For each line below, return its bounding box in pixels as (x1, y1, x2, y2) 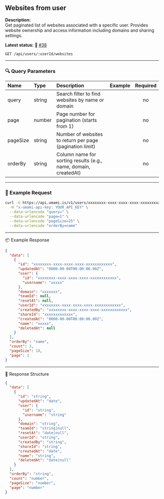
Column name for (56, 151, 96, 158)
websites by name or (56, 96, 104, 103)
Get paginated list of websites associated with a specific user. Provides (5, 22, 148, 28)
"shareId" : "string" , (18, 444, 62, 449)
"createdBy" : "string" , (18, 439, 67, 445)
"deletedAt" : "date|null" (18, 458, 71, 463)
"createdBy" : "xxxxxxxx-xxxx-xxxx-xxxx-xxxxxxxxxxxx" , (18, 308, 132, 312)
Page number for (56, 111, 95, 118)
